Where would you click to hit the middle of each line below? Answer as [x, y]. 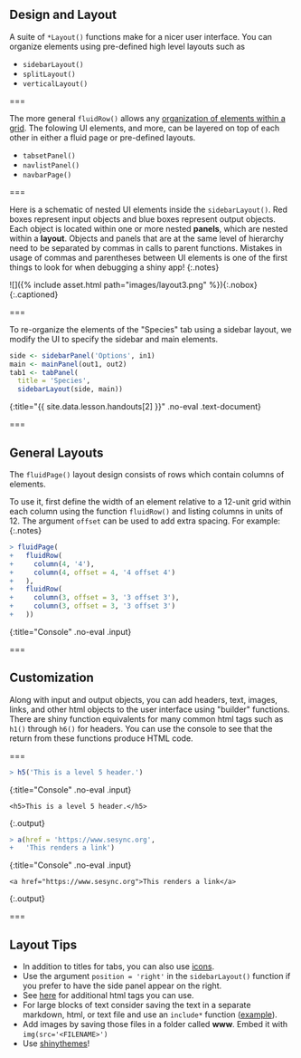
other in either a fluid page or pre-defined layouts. [103, 137]
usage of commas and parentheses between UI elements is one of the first [148, 257]
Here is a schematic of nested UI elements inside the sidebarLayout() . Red [148, 209]
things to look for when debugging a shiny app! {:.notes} [114, 267]
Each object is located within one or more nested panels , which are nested [149, 228]
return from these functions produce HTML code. [101, 738]
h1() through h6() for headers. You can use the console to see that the [141, 728]
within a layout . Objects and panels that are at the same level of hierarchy [147, 238]
